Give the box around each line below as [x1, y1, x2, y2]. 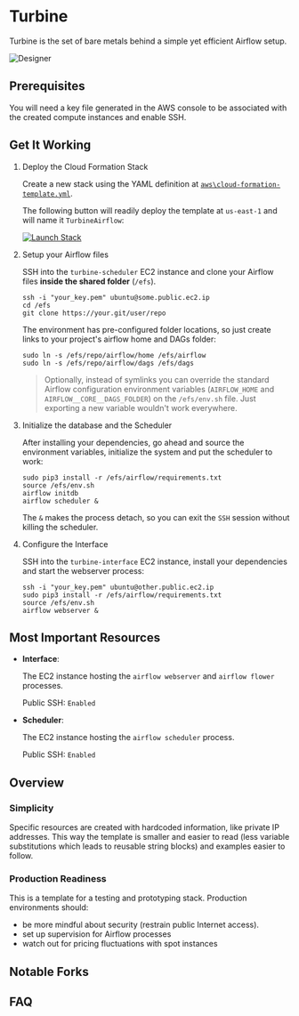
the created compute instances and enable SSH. [9, 111, 187, 122]
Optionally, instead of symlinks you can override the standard [44, 374, 270, 384]
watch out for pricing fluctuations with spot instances [21, 939, 218, 949]
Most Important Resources [9, 630, 161, 645]
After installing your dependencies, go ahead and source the [21, 437, 245, 448]
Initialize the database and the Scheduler [21, 420, 173, 431]
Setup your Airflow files [21, 249, 109, 260]
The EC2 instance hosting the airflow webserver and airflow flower [21, 671, 275, 681]
